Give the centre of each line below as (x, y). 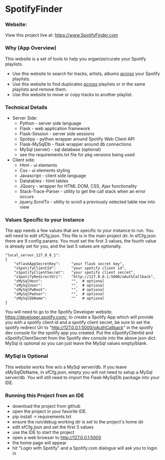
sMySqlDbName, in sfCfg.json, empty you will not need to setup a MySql (79, 372)
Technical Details (26, 107)
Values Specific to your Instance (45, 220)
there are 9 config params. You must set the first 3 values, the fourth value (81, 241)
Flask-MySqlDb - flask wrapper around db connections (75, 144)
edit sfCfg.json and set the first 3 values (53, 427)
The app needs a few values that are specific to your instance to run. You (79, 231)
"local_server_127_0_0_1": (33, 255)
